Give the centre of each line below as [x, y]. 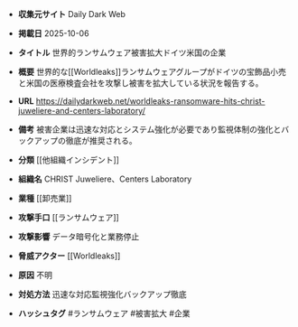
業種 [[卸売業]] [45, 198]
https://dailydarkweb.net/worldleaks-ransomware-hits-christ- [150, 101]
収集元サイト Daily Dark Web [72, 14]
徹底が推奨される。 [101, 140]
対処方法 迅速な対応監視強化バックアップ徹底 [102, 294]
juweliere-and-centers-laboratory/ [82, 111]
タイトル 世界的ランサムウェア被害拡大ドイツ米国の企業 [122, 52]
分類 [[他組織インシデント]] [69, 160]
